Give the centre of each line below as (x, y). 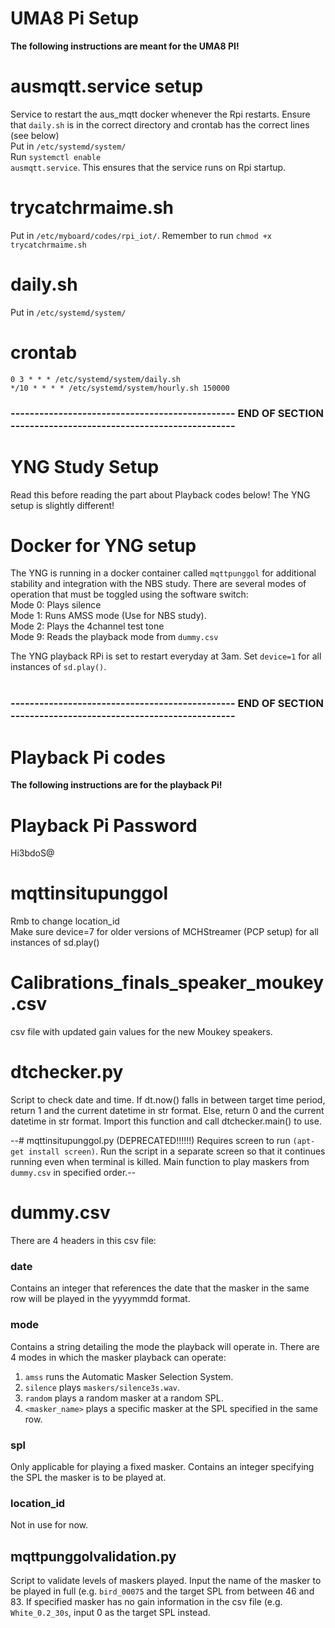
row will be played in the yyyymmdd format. (100, 1299)
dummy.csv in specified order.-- (73, 1173)
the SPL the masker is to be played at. (88, 1477)
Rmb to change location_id (65, 921)
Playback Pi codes (88, 757)
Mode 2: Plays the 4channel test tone (87, 626)
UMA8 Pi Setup (75, 18)
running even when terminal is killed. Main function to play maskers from (160, 1162)
